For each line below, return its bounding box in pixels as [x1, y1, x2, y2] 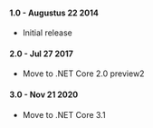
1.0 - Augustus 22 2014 [9, 7, 100, 18]
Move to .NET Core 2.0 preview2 [22, 68, 145, 79]
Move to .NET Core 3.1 [22, 109, 106, 120]
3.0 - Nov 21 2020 [9, 89, 79, 100]
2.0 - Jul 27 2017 [9, 48, 74, 59]
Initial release [22, 27, 72, 38]
